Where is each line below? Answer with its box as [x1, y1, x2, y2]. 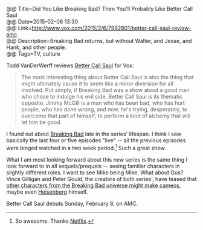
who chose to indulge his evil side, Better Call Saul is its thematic [21, 93, 183, 100]
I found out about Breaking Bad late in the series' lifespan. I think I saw [6, 130, 182, 137]
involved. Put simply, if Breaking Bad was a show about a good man [21, 87, 190, 93]
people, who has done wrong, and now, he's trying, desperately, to [21, 106, 188, 113]
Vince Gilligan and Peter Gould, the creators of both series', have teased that [6, 175, 197, 182]
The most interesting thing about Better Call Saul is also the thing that [21, 74, 195, 80]
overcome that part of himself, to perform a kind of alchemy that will [21, 112, 191, 119]
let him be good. [21, 119, 62, 126]
